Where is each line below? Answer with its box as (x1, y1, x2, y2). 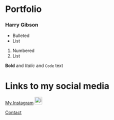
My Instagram (5, 100, 34, 106)
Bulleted (12, 32, 30, 38)
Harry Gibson (5, 21, 38, 28)
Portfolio (5, 3, 42, 15)
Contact (5, 109, 21, 115)
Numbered (12, 47, 35, 53)
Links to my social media (5, 80, 109, 91)
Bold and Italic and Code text (5, 62, 63, 68)
